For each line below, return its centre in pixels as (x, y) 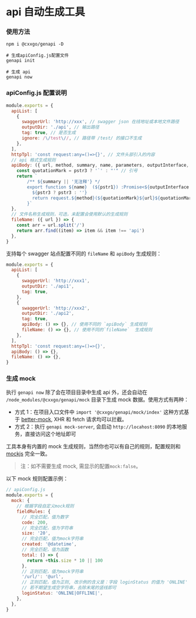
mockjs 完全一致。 (28, 454)
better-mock (36, 420)
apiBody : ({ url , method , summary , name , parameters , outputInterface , (100, 165)
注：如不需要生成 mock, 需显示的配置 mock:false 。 (80, 466)
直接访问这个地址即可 (50, 434)
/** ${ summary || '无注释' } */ (64, 182)
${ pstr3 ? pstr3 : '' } (60, 193)
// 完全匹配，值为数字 (45, 517)
